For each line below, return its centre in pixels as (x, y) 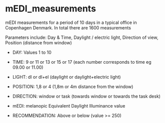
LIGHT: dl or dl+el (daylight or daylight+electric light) (66, 77)
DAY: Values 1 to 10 (32, 52)
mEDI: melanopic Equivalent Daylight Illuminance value (69, 106)
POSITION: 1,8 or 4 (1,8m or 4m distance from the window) (73, 86)
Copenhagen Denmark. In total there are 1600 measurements (68, 27)
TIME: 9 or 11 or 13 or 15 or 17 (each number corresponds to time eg (82, 62)
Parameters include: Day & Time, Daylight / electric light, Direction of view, (82, 37)
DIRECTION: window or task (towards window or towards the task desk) (86, 96)
